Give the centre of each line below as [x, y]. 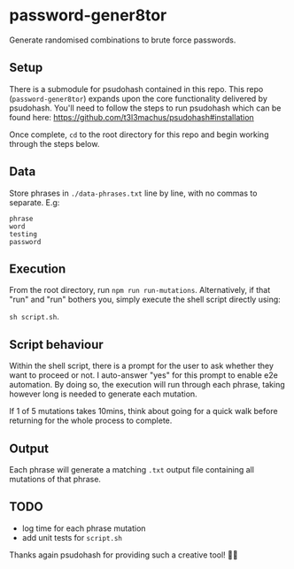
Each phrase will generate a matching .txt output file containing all [132, 469]
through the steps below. [54, 143]
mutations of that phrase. [55, 479]
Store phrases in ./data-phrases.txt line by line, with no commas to [133, 193]
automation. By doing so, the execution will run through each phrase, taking [147, 385]
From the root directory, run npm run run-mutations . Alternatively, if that [140, 290]
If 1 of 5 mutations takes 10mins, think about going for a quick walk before [143, 411]
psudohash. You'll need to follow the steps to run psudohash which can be [145, 108]
